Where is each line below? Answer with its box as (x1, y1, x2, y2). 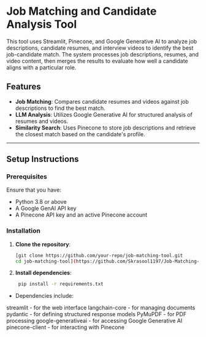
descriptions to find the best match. (15, 104, 105, 112)
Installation (6, 227, 41, 235)
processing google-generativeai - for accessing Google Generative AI (6, 317, 183, 325)
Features (6, 82, 41, 92)
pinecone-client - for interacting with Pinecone (6, 323, 124, 331)
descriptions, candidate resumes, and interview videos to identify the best (6, 44, 194, 52)
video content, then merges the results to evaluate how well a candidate (6, 57, 188, 64)
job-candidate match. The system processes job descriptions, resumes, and (6, 50, 199, 58)
